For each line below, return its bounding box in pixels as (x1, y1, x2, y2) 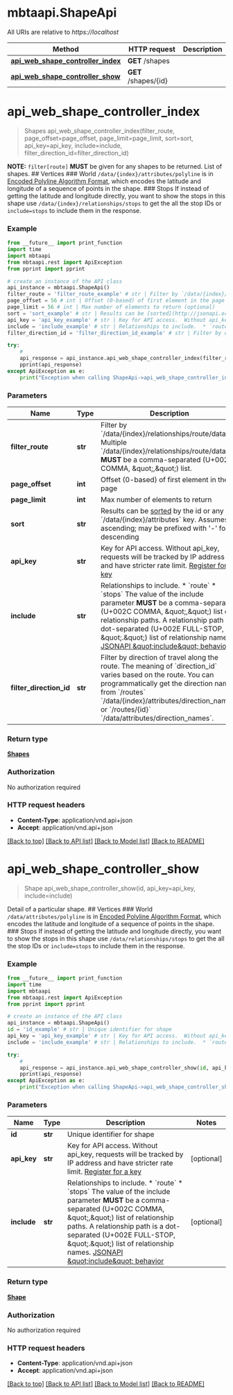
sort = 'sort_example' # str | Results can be (7, 310, 144, 317)
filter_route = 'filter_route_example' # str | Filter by (7, 291, 178, 298)
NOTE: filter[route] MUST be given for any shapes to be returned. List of (7, 162, 223, 171)
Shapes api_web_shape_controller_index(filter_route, (24, 126, 175, 135)
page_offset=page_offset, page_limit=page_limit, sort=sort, (24, 134, 194, 142)
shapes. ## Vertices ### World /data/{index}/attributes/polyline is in (7, 169, 214, 178)
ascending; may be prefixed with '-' (100, 523, 218, 533)
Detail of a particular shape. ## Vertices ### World (7, 905, 153, 913)
